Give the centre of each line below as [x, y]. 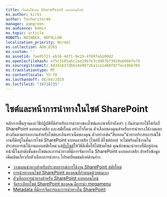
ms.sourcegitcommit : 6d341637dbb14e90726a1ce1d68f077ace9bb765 [73, 65]
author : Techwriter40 [28, 19]
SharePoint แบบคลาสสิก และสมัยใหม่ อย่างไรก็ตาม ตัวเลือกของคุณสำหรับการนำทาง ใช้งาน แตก [84, 128]
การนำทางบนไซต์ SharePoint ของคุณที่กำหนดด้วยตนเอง [61, 172]
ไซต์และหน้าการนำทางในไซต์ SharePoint [77, 109]
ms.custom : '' [20, 51]
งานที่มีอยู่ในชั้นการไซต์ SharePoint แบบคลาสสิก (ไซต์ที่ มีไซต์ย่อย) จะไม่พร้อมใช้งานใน [78, 140]
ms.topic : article [25, 33]
